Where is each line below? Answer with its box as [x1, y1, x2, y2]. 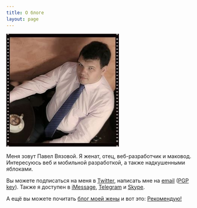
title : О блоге [6, 10, 44, 16]
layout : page [6, 16, 39, 22]
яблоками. [6, 165, 34, 173]
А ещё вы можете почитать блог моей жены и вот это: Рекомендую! [6, 195, 182, 202]
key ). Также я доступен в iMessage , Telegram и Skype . [6, 183, 145, 191]
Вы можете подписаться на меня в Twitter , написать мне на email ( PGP [6, 177, 189, 184]
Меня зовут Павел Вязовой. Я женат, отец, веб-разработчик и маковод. [6, 152, 192, 159]
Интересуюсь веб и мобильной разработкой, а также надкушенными [6, 159, 186, 166]
